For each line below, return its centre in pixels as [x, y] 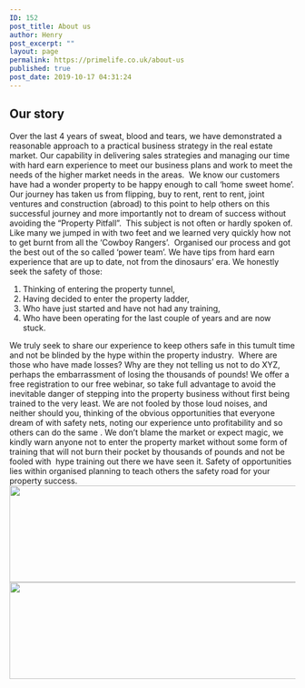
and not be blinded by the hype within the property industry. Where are [143, 355]
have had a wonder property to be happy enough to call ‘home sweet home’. [152, 184]
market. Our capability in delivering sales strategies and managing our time [150, 155]
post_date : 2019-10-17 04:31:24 [70, 77]
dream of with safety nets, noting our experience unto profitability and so [146, 422]
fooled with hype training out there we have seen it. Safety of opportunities [151, 461]
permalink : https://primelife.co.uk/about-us [97, 60]
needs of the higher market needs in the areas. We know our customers [145, 175]
